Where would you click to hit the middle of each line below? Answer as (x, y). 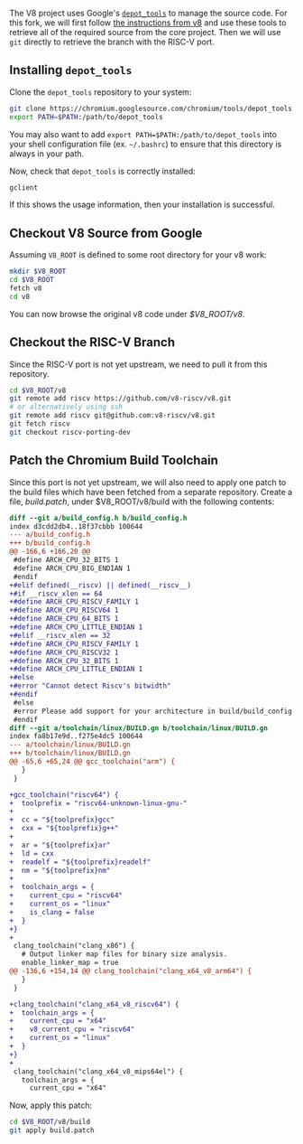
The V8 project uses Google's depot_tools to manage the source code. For (148, 13)
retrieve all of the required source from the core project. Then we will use (145, 32)
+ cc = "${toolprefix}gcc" (62, 820)
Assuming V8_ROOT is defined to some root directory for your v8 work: (138, 255)
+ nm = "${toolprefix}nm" (60, 870)
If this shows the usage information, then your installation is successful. (142, 205)
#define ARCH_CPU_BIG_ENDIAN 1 (72, 568)
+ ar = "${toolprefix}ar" (60, 845)
